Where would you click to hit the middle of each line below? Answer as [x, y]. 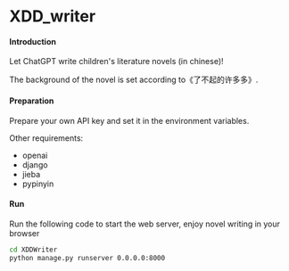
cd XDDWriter [33, 250]
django [35, 164]
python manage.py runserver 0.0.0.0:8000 [87, 258]
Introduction [33, 41]
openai [35, 155]
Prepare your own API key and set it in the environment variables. [129, 120]
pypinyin [38, 184]
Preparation [32, 101]
